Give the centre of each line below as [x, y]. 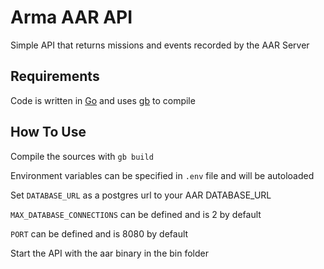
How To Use [48, 132]
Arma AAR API [71, 17]
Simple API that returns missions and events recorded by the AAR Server [160, 45]
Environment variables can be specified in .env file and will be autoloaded [162, 175]
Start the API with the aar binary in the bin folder [109, 253]
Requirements [55, 76]
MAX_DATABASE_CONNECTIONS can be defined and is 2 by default [136, 214]
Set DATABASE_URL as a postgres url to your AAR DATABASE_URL [141, 195]
